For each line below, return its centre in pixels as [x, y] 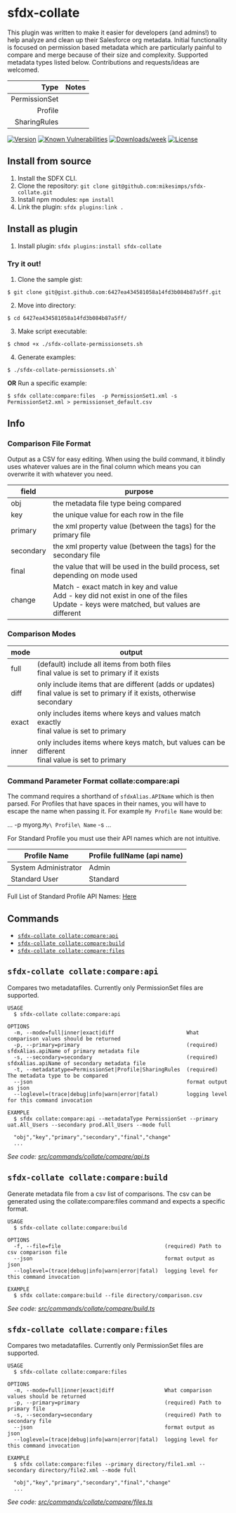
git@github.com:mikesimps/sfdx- [159, 186]
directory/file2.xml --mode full [87, 1471]
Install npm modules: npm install [66, 199]
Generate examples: [46, 357]
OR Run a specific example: [47, 383]
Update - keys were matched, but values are [127, 604]
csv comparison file [38, 1252]
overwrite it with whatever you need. [60, 474]
